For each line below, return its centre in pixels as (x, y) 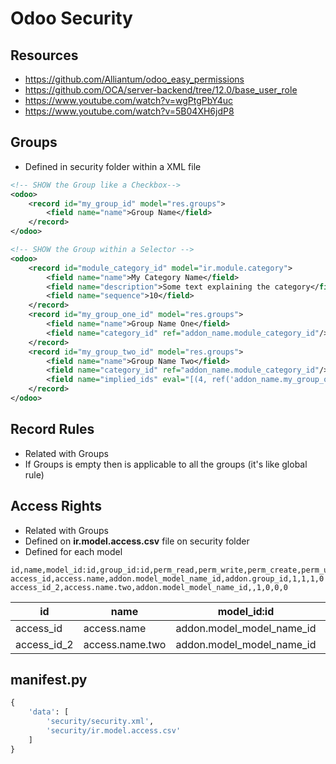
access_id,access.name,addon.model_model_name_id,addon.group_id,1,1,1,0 (167, 578)
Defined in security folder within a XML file (113, 166)
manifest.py (49, 679)
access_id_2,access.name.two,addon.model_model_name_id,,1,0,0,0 (149, 587)
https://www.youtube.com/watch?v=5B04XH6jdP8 (129, 111)
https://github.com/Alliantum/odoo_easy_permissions (134, 79)
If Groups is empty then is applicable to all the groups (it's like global (166, 464)
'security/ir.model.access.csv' (114, 731)
